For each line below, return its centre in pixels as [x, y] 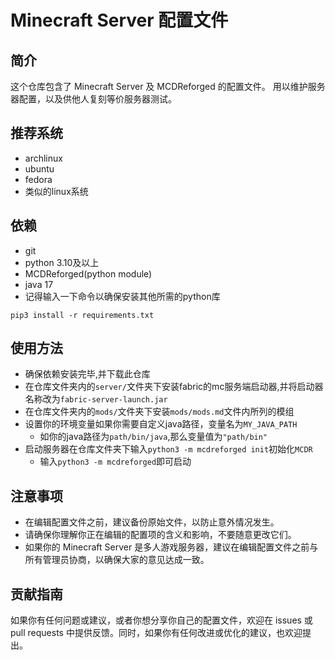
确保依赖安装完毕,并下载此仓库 [87, 374]
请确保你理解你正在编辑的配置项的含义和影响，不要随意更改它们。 [160, 535]
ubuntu [39, 168]
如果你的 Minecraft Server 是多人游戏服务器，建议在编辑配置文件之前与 [171, 547]
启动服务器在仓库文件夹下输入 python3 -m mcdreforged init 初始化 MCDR [168, 449]
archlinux [43, 158]
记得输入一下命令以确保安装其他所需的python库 [122, 296]
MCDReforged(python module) [88, 273]
